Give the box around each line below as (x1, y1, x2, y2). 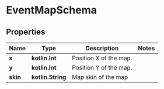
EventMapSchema (6, 4, 97, 17)
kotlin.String (31, 73, 67, 81)
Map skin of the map (72, 73, 128, 81)
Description (85, 44, 119, 52)
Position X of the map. (72, 54, 132, 62)
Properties (6, 27, 46, 37)
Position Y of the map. (72, 64, 132, 71)
